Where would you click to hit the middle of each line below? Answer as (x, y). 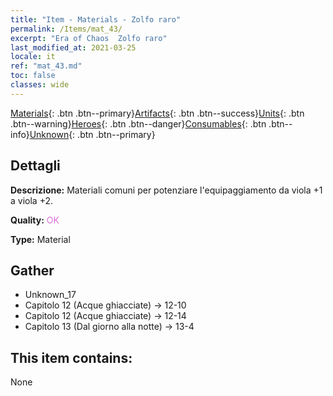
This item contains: (71, 357)
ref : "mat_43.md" (46, 66)
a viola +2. (32, 200)
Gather (32, 270)
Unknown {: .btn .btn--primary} (92, 134)
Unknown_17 (50, 295)
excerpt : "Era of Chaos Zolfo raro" (89, 38)
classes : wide (40, 85)
